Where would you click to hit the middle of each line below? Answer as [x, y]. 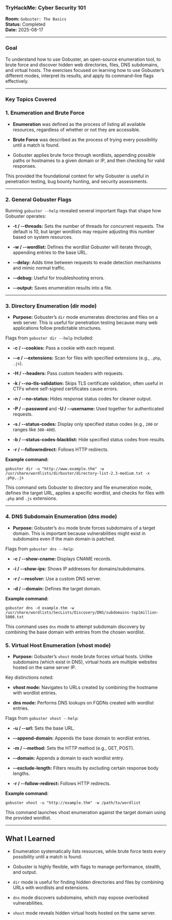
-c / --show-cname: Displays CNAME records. [62, 558]
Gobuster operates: [26, 216]
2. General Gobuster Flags [38, 200]
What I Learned [30, 839]
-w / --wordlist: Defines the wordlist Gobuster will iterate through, [82, 247]
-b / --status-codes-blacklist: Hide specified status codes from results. [89, 440]
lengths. [21, 773]
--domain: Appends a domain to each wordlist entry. [68, 758]
